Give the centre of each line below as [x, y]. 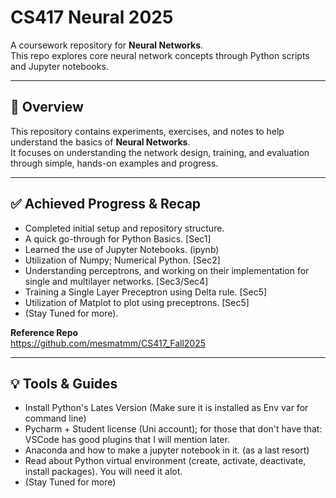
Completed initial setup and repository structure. [124, 228]
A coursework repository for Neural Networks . [107, 45]
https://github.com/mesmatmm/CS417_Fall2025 [108, 343]
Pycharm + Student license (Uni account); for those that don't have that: [173, 429]
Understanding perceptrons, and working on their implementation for [167, 270]
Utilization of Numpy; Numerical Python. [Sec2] [122, 260]
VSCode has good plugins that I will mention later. [127, 440]
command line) [55, 418]
